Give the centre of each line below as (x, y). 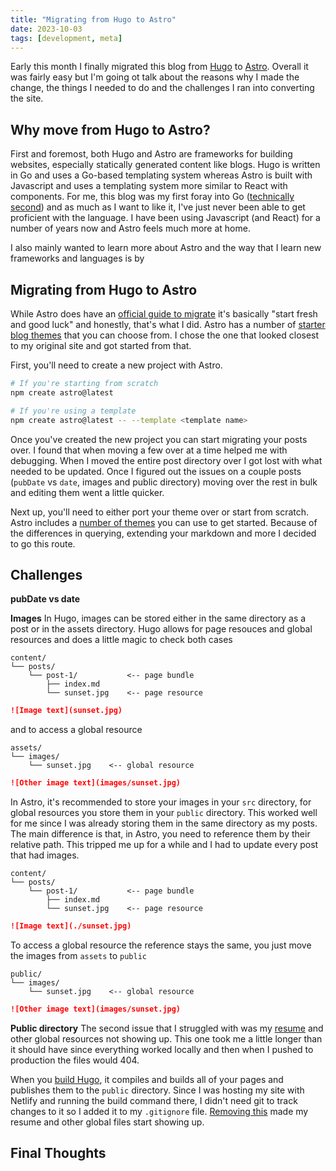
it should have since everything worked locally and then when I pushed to (162, 1049)
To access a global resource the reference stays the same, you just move (161, 945)
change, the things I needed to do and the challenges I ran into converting (162, 88)
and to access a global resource (76, 730)
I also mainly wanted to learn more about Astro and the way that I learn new (166, 248)
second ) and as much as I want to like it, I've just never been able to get (158, 207)
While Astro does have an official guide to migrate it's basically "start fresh (164, 314)
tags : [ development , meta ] (66, 38)
